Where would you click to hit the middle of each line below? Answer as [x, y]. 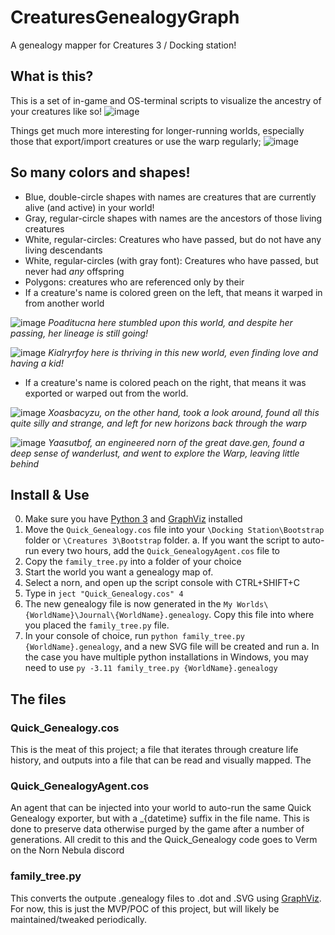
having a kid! [37, 363]
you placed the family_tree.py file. [97, 625]
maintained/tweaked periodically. [78, 919]
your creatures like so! [56, 111]
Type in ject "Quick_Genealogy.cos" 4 [104, 593]
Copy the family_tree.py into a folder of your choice [133, 562]
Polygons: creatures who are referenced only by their [134, 282]
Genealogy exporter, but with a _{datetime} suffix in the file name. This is [160, 818]
